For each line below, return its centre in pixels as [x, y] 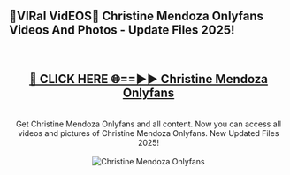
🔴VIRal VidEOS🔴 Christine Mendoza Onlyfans [136, 16]
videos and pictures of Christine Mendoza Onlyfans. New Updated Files [149, 133]
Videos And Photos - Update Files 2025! [122, 30]
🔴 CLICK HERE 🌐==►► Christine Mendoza [149, 79]
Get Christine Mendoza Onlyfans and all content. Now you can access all [149, 124]
